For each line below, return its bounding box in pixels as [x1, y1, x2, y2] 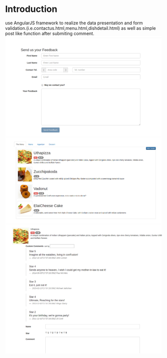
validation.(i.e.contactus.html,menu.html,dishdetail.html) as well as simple [5, 25, 156, 31]
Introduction [5, 3, 58, 15]
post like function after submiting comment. [5, 30, 94, 36]
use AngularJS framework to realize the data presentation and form [5, 20, 143, 26]
